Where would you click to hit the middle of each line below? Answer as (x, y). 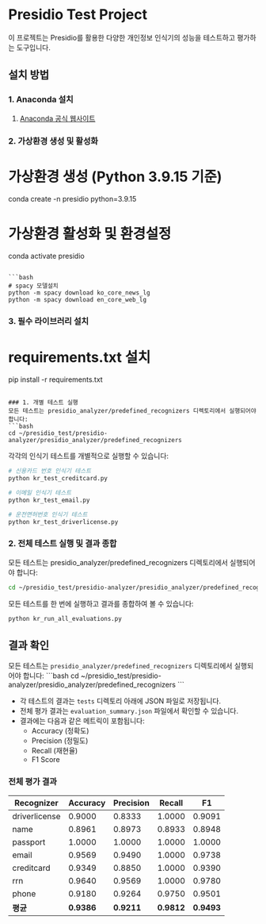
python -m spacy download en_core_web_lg (78, 300)
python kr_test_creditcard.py (58, 479)
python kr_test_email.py (49, 500)
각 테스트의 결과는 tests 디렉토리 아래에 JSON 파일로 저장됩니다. (120, 701)
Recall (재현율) (55, 751)
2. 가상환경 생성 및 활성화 (53, 141)
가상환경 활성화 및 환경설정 (90, 234)
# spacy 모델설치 (34, 286)
